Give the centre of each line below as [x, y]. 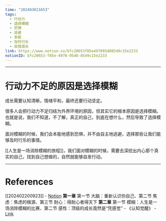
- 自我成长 [19, 46]
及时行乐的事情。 [27, 140]
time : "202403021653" [27, 10]
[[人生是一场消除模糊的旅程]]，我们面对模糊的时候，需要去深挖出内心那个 [80, 150]
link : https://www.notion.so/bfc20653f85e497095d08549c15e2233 [72, 51]
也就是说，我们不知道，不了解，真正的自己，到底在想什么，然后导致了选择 [81, 117]
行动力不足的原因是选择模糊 [62, 86]
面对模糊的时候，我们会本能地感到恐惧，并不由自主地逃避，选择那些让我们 [81, 134]
